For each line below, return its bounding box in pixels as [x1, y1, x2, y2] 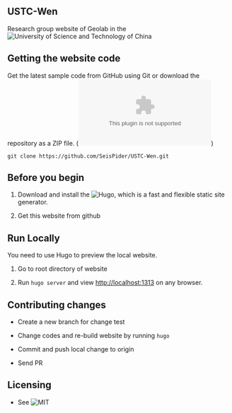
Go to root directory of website [17, 264, 108, 273]
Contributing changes [7, 298, 106, 310]
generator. [17, 198, 48, 206]
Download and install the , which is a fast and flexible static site [17, 190, 225, 199]
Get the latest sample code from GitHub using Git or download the [7, 71, 200, 80]
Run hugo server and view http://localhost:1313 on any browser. [17, 279, 203, 287]
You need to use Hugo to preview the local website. [7, 251, 158, 260]
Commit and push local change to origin [17, 345, 134, 354]
